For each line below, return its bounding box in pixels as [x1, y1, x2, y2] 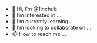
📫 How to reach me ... [11, 31, 66, 37]
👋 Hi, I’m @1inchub [11, 6, 58, 12]
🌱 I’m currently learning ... [11, 18, 75, 24]
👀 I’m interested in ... [11, 12, 62, 19]
